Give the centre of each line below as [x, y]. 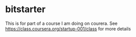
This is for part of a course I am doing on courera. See [61, 23]
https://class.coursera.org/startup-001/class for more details [68, 28]
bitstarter [25, 9]
